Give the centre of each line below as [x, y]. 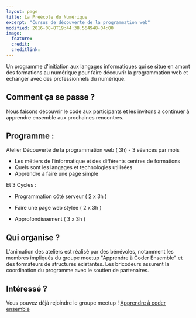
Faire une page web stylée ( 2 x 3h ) [58, 208]
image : [14, 33]
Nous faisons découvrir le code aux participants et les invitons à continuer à [98, 111]
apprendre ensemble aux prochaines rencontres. [65, 117]
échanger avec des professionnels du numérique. [66, 78]
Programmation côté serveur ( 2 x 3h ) [61, 196]
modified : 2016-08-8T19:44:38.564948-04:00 [60, 28]
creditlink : [26, 50]
